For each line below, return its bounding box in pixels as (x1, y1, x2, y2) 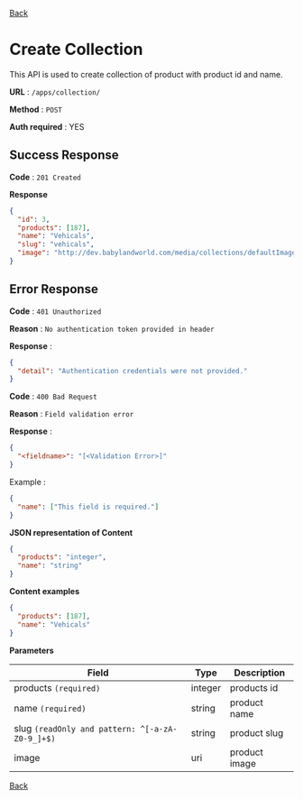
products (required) (14, 681, 101, 693)
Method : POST (9, 104, 63, 115)
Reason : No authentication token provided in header (9, 323, 215, 334)
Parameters (9, 645, 54, 656)
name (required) (14, 702, 87, 714)
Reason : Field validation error (9, 409, 134, 419)
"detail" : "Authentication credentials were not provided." (17, 366, 248, 375)
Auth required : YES (9, 121, 85, 132)
